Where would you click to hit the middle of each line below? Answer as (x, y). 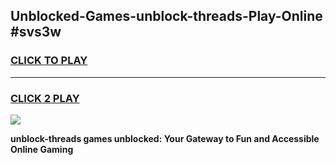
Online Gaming (42, 149)
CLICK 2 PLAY (45, 98)
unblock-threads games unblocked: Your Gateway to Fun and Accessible (165, 138)
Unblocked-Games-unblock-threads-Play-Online (166, 16)
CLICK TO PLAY (49, 61)
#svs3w (36, 32)
